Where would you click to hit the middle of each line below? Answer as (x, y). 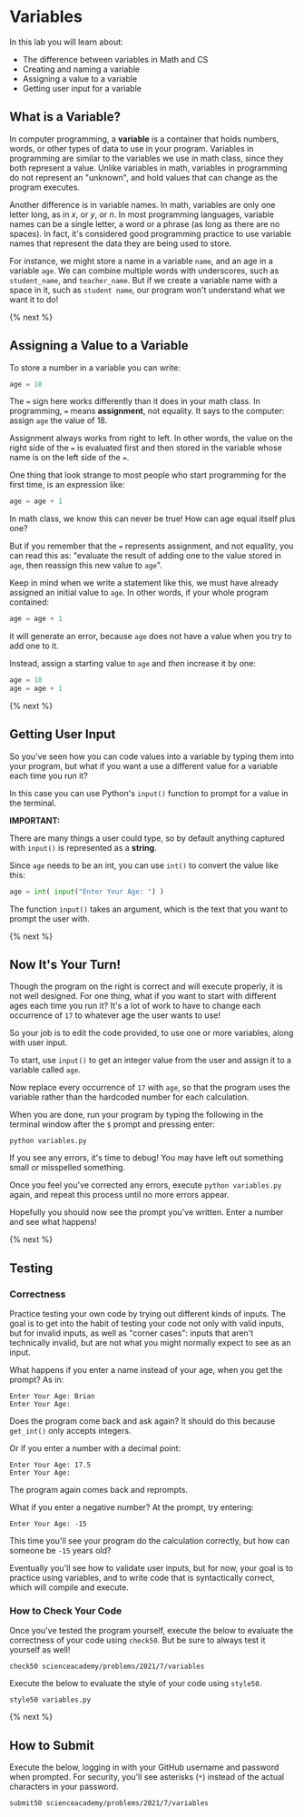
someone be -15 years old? (60, 1551)
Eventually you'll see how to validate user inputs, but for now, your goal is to (151, 1568)
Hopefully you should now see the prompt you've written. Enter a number (147, 1212)
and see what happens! (53, 1222)
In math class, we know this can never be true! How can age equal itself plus (152, 518)
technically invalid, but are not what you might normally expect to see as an (150, 1343)
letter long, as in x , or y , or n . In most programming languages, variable (142, 214)
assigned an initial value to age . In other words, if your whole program (139, 593)
